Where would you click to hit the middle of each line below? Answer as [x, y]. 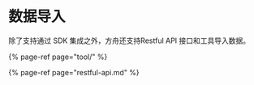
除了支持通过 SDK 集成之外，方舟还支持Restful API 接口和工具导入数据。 [129, 40]
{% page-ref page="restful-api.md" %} [74, 72]
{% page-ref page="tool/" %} [58, 57]
